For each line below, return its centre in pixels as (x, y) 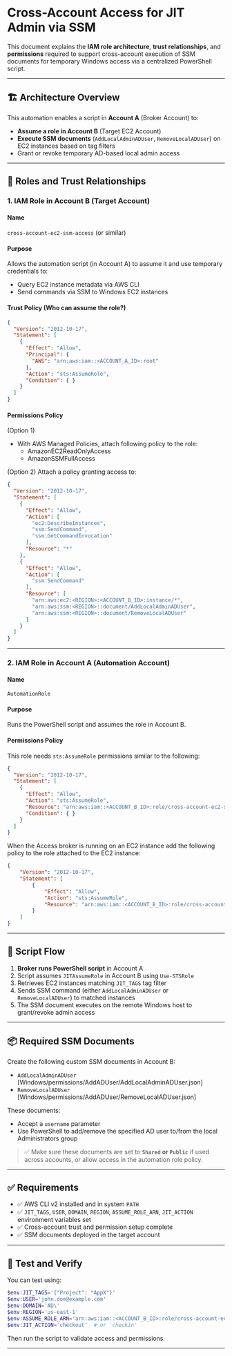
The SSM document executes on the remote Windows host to (105, 1005)
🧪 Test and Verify (45, 1263)
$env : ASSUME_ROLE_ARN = (40, 1318)
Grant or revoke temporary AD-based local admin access (98, 153)
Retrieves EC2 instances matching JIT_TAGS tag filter (92, 983)
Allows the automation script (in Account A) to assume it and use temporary (115, 264)
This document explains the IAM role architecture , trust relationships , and (114, 46)
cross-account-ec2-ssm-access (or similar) (67, 233)
